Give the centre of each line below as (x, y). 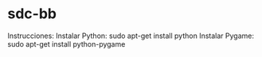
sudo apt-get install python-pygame (66, 44)
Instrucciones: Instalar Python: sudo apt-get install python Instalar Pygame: (131, 36)
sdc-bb (32, 14)
